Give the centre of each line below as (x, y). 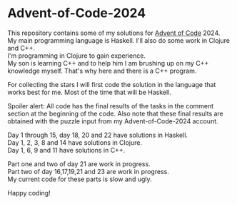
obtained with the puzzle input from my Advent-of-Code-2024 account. (113, 121)
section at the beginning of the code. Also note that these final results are (115, 113)
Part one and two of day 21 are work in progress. (79, 164)
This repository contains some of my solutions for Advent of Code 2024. (114, 33)
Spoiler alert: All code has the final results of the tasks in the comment (111, 106)
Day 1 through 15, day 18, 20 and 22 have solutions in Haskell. (97, 135)
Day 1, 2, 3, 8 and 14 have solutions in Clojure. (75, 142)
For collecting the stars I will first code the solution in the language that (112, 84)
